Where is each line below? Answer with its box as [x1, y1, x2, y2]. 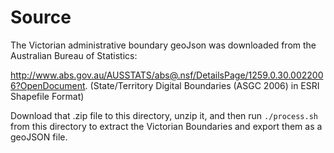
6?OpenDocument [10, 79, 86, 91]
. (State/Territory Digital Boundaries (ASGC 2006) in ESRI [84, 79, 320, 91]
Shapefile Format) [10, 90, 85, 102]
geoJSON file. [10, 131, 68, 143]
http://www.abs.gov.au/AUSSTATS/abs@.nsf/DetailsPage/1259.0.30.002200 [10, 69, 324, 81]
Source [10, 6, 72, 29]
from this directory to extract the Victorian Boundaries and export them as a [10, 120, 323, 132]
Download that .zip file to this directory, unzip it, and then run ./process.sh [10, 109, 318, 121]
